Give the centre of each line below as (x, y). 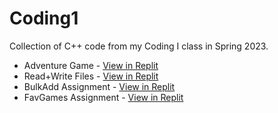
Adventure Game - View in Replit (91, 65)
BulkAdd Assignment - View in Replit (99, 86)
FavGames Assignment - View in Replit (103, 97)
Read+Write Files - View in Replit (91, 76)
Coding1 (44, 18)
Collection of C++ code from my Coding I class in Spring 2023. (139, 46)
